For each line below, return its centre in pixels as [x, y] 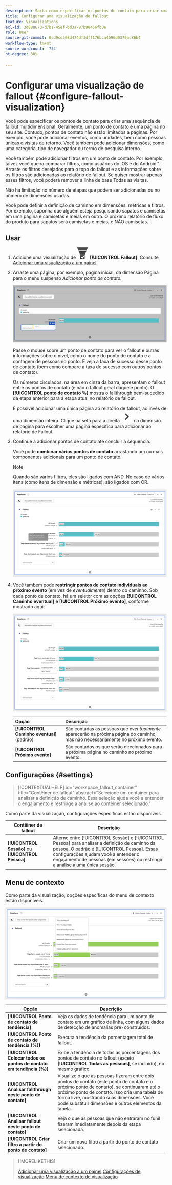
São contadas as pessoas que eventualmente [113, 728]
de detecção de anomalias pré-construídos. [104, 1027]
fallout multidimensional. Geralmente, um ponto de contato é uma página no [85, 127]
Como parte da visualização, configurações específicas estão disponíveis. [84, 814]
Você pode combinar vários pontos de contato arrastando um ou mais [88, 451]
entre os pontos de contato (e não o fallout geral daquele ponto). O [83, 387]
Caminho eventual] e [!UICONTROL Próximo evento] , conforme [81, 601]
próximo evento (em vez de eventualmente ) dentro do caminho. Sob [85, 590]
